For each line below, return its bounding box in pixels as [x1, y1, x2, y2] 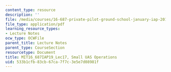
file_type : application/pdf [5, 21, 65, 27]
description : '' [5, 12, 40, 17]
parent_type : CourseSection [5, 45, 65, 50]
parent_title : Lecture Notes [5, 41, 67, 46]
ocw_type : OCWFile [5, 36, 44, 41]
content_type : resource [5, 7, 56, 13]
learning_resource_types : [5, 26, 60, 31]
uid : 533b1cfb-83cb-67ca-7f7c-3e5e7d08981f [5, 59, 99, 64]
